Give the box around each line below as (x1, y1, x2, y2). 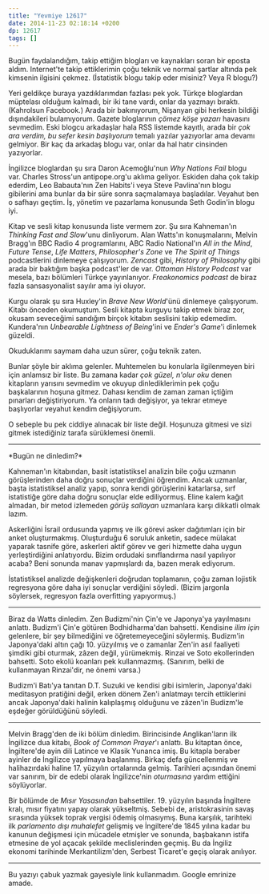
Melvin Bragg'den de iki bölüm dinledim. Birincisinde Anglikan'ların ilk (8, 729, 238, 739)
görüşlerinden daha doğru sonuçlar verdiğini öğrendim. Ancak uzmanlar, (8, 475, 247, 485)
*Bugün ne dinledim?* (8, 451, 83, 461)
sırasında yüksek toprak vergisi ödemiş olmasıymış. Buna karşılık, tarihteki (8, 813, 252, 823)
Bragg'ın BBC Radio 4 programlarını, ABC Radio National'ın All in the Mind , (8, 239, 253, 248)
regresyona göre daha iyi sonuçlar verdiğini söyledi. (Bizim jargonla (8, 583, 230, 592)
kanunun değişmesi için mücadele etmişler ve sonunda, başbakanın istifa (8, 830, 250, 840)
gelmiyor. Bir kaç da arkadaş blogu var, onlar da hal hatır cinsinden (8, 139, 228, 149)
